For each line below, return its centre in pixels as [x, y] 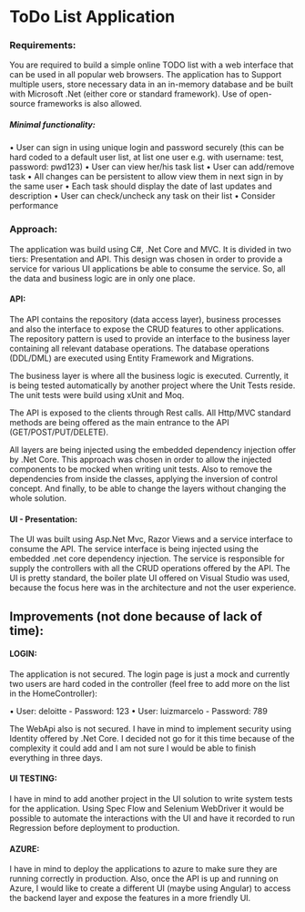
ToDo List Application [92, 17]
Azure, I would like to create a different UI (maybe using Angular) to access [150, 888]
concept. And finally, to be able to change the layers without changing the [148, 488]
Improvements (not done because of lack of [136, 616]
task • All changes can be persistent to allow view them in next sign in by [147, 177]
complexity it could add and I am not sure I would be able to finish [133, 748]
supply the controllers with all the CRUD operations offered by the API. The [150, 569]
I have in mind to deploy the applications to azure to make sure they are [143, 869]
